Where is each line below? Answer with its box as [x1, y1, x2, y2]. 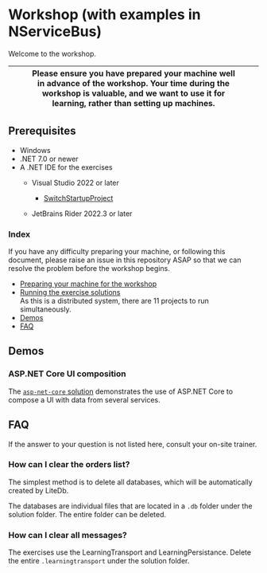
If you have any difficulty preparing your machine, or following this [8, 247, 226, 257]
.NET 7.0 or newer [19, 154, 79, 163]
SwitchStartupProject [43, 193, 114, 202]
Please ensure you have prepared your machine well [31, 68, 236, 79]
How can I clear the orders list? [8, 459, 130, 470]
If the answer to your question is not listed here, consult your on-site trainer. [8, 439, 257, 449]
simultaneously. [19, 304, 72, 314]
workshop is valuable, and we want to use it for [41, 88, 226, 99]
